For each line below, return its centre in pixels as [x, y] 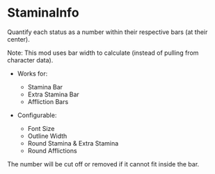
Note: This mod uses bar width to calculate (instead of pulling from [103, 53]
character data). [30, 60]
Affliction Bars [48, 101]
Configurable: [37, 115]
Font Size [41, 128]
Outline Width [47, 136]
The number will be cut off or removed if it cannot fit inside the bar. [103, 164]
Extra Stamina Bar [54, 94]
